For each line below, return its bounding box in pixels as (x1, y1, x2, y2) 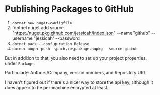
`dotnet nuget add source (12, 24, 64, 30)
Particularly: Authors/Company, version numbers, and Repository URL (5, 70, 146, 75)
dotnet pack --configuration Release (12, 41, 90, 46)
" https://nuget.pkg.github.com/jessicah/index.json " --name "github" (12, 30, 151, 36)
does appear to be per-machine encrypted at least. (5, 84, 108, 90)
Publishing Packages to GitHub (5, 3, 134, 15)
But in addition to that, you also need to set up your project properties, (5, 55, 147, 61)
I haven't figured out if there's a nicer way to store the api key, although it (5, 79, 153, 85)
